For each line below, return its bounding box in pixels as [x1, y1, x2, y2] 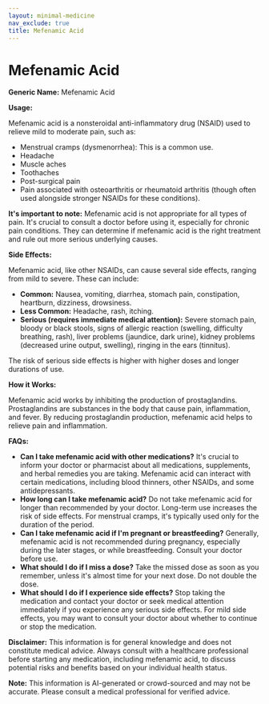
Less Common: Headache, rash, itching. [19, 306, 155, 316]
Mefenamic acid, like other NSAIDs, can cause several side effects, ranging [8, 266, 257, 275]
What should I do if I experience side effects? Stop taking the [19, 588, 226, 598]
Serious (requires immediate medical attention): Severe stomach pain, [19, 315, 257, 325]
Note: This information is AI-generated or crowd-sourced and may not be [8, 678, 251, 688]
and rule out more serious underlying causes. [8, 234, 159, 244]
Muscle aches [19, 159, 66, 169]
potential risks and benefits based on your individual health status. [8, 663, 228, 673]
